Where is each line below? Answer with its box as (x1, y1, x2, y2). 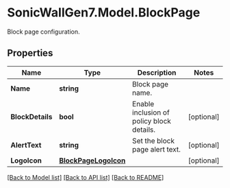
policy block (132, 116, 171, 126)
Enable (132, 99, 155, 108)
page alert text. (132, 144, 181, 154)
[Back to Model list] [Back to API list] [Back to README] (7, 173, 164, 181)
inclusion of (132, 108, 170, 117)
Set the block (132, 136, 175, 145)
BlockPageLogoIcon (59, 156, 126, 165)
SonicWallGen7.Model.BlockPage (7, 5, 201, 21)
